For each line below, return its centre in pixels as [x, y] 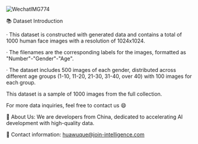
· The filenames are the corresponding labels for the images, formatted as [96, 52]
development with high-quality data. [50, 123]
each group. [21, 82]
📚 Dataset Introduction [35, 21]
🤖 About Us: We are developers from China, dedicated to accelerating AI [95, 117]
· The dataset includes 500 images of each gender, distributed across [91, 70]
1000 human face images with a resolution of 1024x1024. [76, 41]
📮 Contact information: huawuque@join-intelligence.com [75, 135]
